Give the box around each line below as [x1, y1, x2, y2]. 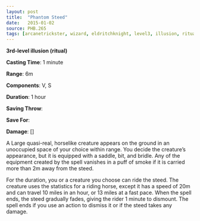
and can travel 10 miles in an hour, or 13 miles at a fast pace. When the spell [6, 189, 192, 197]
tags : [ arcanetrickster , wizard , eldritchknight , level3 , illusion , [6, 31, 180, 37]
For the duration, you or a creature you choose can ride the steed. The [6, 176, 179, 183]
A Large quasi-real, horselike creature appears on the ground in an [6, 139, 170, 147]
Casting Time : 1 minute [6, 59, 64, 66]
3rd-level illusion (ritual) [6, 47, 67, 54]
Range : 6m [6, 70, 34, 77]
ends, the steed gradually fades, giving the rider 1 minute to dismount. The [6, 195, 189, 203]
